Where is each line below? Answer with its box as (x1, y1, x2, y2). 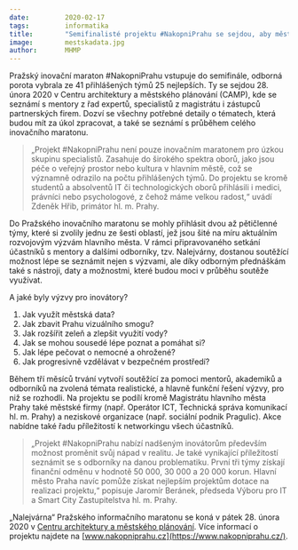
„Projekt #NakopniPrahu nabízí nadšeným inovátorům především (30, 438, 268, 449)
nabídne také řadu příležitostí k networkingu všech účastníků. (9, 421, 234, 432)
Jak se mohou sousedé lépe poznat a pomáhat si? (21, 338, 206, 348)
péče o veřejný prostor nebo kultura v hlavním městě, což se (30, 163, 253, 174)
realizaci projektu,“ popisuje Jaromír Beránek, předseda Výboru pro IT (30, 485, 287, 496)
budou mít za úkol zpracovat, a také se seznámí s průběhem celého (9, 117, 256, 129)
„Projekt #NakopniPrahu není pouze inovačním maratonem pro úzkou (30, 144, 284, 155)
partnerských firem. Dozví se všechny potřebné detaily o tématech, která (9, 108, 277, 119)
